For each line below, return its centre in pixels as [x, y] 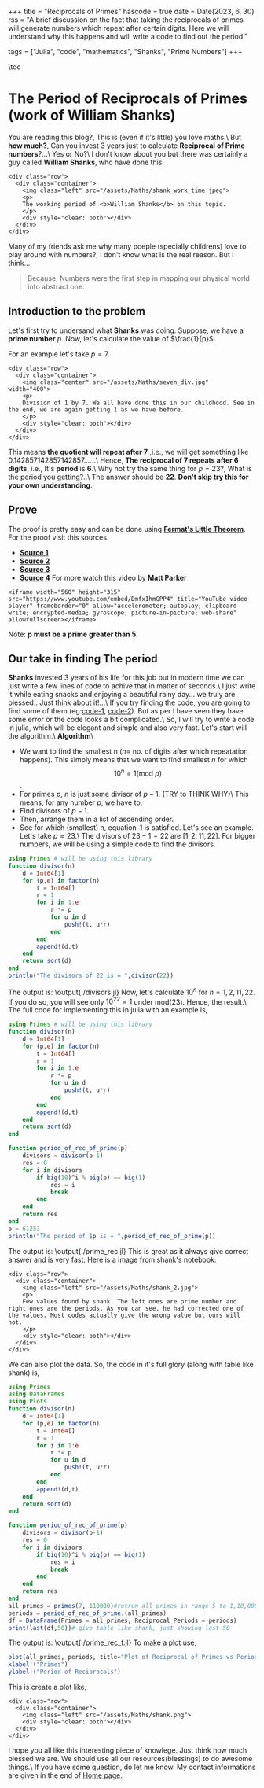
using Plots [27, 1402]
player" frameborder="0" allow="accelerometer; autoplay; [105, 606]
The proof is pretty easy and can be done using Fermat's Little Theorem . [127, 529]
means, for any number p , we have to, [81, 802]
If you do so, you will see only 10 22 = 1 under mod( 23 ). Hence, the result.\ [128, 1001]
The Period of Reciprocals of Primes [128, 99]
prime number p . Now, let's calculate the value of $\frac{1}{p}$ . [112, 338]
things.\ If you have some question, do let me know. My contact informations [132, 1767]
